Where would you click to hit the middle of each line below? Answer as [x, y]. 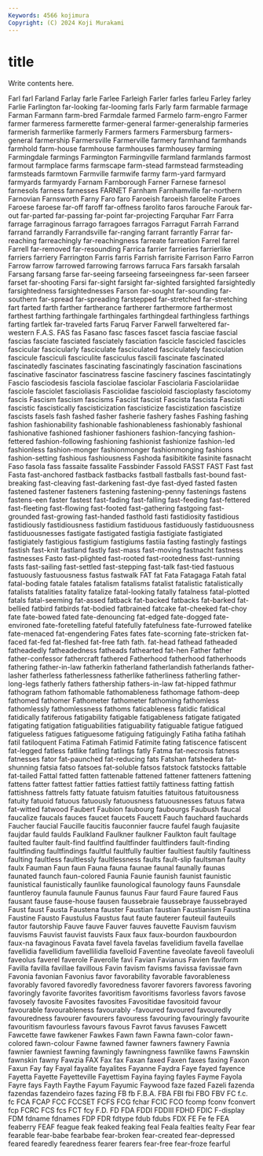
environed [24, 626]
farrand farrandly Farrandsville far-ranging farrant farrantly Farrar [114, 232]
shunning [23, 767]
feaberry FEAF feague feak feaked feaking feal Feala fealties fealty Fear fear [131, 1127]
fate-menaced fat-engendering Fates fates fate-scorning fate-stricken [122, 633]
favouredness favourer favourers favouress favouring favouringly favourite [129, 1018]
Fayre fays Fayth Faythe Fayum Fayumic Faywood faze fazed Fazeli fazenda [131, 1085]
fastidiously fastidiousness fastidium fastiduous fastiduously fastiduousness [131, 525]
